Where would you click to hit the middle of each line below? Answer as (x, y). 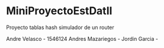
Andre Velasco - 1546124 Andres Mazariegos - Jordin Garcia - (82, 39)
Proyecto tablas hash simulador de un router (60, 27)
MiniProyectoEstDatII (59, 11)
